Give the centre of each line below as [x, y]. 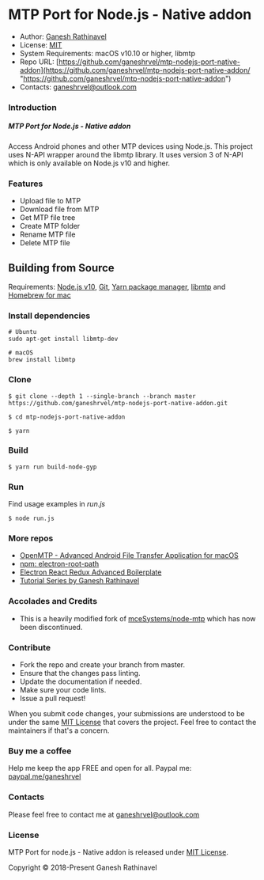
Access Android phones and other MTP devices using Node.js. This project [130, 146]
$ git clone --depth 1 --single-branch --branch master [102, 396]
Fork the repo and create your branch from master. [102, 665]
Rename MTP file [47, 234]
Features [26, 184]
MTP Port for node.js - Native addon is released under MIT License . [119, 852]
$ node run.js [32, 519]
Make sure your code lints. [63, 690]
